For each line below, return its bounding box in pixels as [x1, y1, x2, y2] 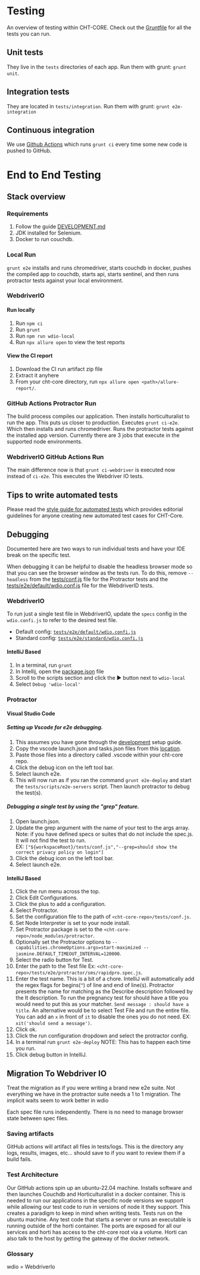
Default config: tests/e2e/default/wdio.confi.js [15, 628, 136, 635]
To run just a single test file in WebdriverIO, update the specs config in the [7, 610, 187, 617]
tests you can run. [7, 30, 51, 37]
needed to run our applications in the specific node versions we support [7, 1196, 184, 1204]
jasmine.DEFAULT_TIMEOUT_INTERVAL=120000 [15, 951, 120, 957]
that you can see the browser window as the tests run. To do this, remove [7, 570, 187, 577]
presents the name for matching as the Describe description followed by [15, 988, 193, 995]
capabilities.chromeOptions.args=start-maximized [15, 945, 142, 951]
